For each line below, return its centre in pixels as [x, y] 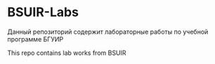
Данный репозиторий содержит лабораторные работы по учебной [108, 32]
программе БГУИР [35, 39]
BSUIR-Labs [43, 12]
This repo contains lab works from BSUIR [67, 53]
